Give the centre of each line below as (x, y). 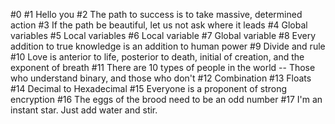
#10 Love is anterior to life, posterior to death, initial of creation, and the (157, 57)
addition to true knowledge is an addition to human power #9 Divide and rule (168, 46)
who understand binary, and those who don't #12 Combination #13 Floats (161, 78)
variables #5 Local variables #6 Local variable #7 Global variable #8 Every (163, 35)
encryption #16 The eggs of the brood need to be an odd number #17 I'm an (166, 99)
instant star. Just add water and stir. (84, 110)
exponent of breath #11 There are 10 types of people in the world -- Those (163, 67)
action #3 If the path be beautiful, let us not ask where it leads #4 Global (159, 25)
